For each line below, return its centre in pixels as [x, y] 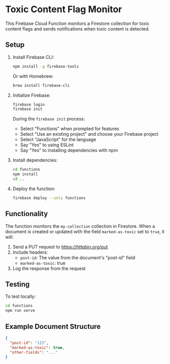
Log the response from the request [49, 268]
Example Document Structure [53, 326]
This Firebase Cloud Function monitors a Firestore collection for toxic [77, 23]
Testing [18, 284]
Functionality [27, 214]
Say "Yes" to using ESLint [47, 145]
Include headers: [30, 252]
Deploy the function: [34, 189]
